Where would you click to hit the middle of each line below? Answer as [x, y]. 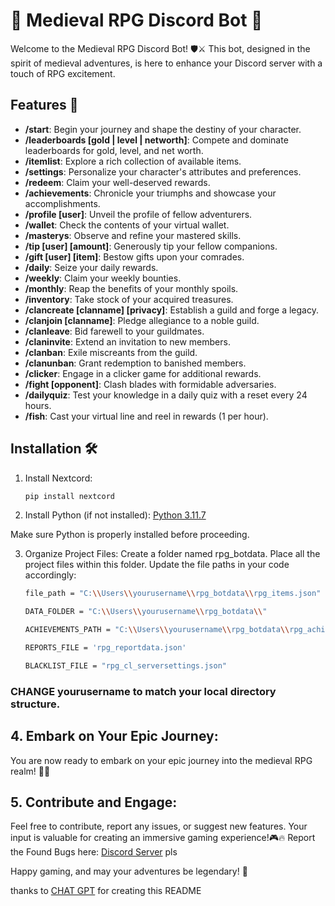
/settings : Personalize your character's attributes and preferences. [163, 171]
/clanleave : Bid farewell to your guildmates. [114, 331]
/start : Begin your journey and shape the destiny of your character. [163, 129]
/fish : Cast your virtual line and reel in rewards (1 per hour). [146, 416]
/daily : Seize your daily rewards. [91, 267]
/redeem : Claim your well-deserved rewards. [117, 182]
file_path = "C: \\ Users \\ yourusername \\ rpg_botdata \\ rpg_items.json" [173, 594]
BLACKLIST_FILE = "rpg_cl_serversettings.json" [125, 665]
